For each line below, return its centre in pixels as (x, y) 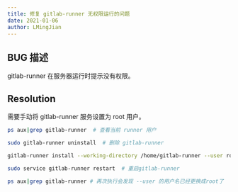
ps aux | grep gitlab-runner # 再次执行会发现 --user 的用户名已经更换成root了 (116, 181)
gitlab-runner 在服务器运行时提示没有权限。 (71, 76)
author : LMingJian (34, 27)
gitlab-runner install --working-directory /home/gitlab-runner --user (115, 156)
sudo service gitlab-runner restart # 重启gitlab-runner (93, 168)
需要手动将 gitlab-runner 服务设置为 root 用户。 (76, 117)
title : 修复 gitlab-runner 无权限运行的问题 (69, 14)
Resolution (32, 99)
